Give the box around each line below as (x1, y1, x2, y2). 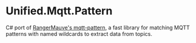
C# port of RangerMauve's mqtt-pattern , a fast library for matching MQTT (5, 24, 191, 31)
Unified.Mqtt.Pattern (5, 4, 113, 18)
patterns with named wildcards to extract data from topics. (5, 30, 152, 37)
